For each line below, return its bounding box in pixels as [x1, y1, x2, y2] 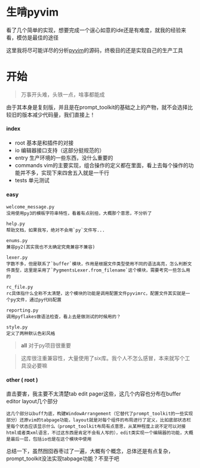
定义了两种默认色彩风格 [6, 331, 56, 337]
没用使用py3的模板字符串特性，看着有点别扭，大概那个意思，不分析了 [6, 210, 152, 216]
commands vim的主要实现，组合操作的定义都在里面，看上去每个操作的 [14, 162, 189, 169]
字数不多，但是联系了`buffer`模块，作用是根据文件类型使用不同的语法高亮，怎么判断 [6, 261, 188, 267]
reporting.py [6, 307, 39, 313]
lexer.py [6, 255, 28, 261]
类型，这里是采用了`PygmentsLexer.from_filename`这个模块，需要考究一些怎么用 [10, 267, 190, 273]
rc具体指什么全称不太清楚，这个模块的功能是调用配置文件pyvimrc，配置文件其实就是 [6, 291, 186, 297]
